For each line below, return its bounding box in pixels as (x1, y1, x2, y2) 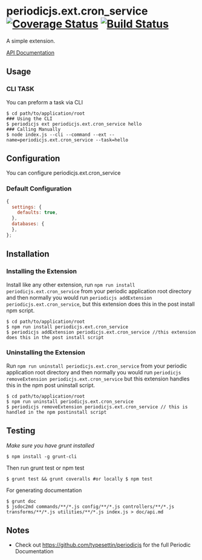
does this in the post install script (6, 334, 104, 340)
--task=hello (96, 137, 129, 143)
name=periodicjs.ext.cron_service (6, 137, 94, 143)
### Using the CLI (6, 115, 53, 122)
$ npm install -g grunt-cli (6, 453, 77, 459)
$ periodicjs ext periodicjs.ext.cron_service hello (6, 121, 142, 127)
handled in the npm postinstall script (6, 409, 107, 415)
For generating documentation (6, 487, 82, 494)
